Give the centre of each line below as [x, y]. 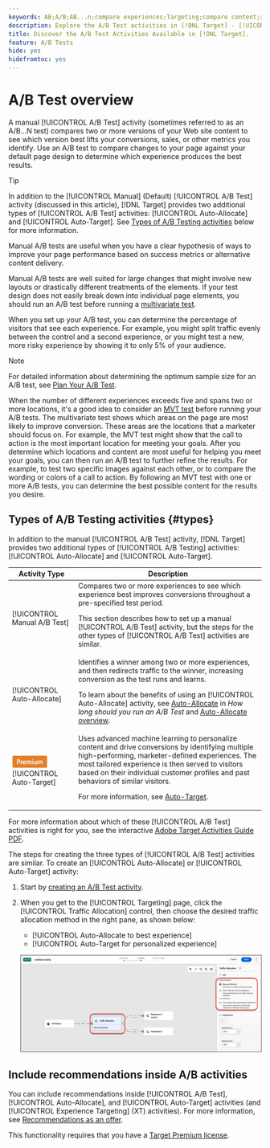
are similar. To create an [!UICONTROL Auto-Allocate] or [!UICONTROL [125, 863]
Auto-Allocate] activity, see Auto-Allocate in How [160, 703]
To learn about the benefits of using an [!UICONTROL [166, 694]
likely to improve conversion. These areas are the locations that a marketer [132, 426]
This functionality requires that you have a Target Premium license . [119, 1135]
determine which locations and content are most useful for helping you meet [135, 451]
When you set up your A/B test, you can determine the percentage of [123, 319]
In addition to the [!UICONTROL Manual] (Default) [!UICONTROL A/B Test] [131, 196]
